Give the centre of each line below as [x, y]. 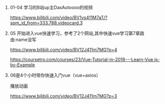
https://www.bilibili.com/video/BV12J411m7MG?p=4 [63, 50]
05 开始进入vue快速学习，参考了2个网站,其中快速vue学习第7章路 [77, 33]
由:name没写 [23, 40]
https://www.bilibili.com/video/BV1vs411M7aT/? [59, 17]
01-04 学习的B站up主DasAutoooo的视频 [51, 7]
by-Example [22, 65]
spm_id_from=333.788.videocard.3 [46, 23]
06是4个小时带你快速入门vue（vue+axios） [55, 75]
